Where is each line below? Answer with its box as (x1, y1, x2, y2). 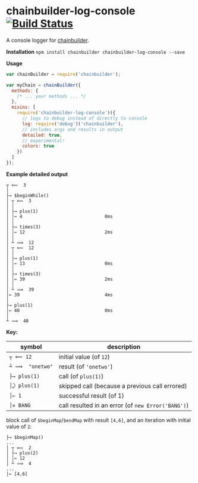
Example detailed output (6, 170, 68, 177)
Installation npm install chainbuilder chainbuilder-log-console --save (6, 48, 186, 55)
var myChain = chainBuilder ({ (6, 82, 81, 88)
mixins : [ (11, 104, 36, 110)
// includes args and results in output (21, 127, 124, 133)
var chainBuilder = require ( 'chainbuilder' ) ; (6, 71, 121, 77)
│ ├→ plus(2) (6, 450, 39, 456)
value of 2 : (6, 423, 32, 430)
